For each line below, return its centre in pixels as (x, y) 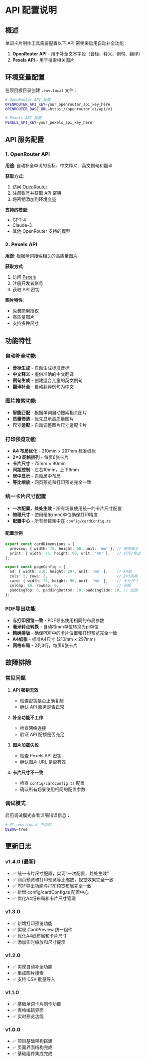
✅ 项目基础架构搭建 (32, 1041)
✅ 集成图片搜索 (28, 973)
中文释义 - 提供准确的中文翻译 (43, 374)
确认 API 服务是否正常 (42, 707)
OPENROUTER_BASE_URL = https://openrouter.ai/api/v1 (59, 109)
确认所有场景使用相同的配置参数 (53, 789)
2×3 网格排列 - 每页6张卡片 (40, 457)
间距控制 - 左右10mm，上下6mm (46, 470)
